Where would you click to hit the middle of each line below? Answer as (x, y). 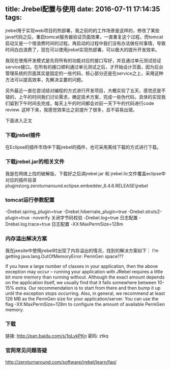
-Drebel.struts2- (145, 212)
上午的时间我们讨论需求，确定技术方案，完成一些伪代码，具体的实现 (90, 97)
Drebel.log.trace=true (28, 224)
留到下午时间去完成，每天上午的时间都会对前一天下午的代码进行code (82, 103)
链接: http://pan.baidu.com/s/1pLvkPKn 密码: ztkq (57, 336)
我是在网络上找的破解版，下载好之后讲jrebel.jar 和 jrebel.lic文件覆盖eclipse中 (85, 174)
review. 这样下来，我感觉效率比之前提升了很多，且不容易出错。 (71, 109)
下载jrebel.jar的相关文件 (35, 161)
